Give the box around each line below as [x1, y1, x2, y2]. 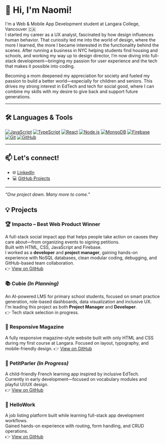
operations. [5, 428, 29, 434]
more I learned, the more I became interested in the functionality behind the [5, 42, 159, 48]
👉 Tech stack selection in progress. [5, 309, 79, 315]
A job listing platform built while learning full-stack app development [5, 412, 144, 418]
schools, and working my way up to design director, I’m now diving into [5, 52, 150, 58]
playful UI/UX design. [5, 382, 49, 388]
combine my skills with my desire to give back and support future [5, 89, 138, 94]
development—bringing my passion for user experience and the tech [17, 58, 158, 64]
